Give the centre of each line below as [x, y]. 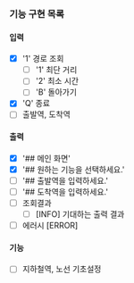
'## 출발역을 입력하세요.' [65, 180]
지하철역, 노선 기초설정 [62, 269]
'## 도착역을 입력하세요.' [65, 191]
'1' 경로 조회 [43, 59]
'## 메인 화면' [46, 158]
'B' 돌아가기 [56, 92]
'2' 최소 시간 [57, 81]
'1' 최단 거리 [56, 70]
